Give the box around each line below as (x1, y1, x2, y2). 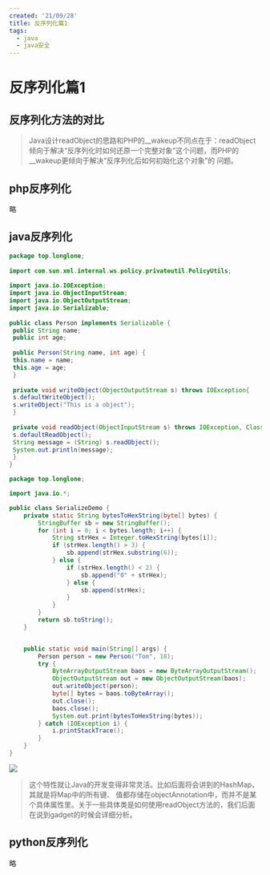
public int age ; (12, 334, 67, 342)
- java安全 (16, 42, 50, 50)
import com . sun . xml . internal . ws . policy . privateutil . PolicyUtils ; (9, 266, 232, 275)
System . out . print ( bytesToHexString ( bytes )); (51, 711, 204, 720)
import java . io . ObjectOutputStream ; (9, 297, 131, 305)
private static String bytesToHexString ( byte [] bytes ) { (23, 511, 218, 520)
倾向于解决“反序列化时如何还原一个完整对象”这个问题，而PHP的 (28, 146, 240, 156)
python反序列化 (9, 836, 88, 849)
